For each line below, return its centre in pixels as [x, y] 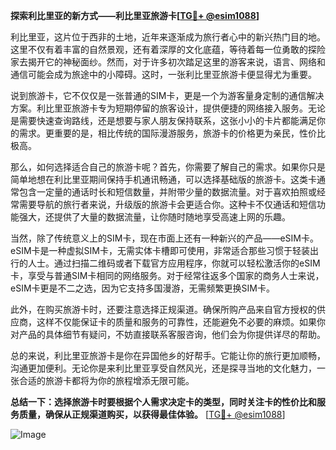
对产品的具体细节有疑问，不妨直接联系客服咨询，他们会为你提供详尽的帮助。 [168, 334]
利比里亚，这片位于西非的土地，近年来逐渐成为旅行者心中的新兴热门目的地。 [168, 37]
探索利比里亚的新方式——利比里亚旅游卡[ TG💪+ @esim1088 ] [135, 15]
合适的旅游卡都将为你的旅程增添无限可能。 [106, 380]
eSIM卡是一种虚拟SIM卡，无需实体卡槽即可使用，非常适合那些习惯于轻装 [160, 250]
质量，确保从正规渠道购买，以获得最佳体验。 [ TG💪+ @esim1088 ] [152, 414]
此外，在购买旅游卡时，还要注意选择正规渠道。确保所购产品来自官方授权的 [163, 309]
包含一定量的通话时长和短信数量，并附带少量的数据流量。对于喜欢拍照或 [167, 192]
